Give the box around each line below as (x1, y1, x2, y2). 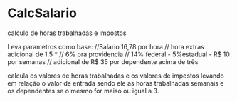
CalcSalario (7, 5, 77, 21)
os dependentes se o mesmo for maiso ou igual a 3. (7, 86, 159, 95)
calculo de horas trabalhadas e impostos (7, 29, 127, 37)
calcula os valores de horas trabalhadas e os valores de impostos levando (7, 71, 224, 80)
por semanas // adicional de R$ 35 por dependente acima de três (7, 57, 199, 66)
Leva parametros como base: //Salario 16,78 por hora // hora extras (7, 42, 204, 51)
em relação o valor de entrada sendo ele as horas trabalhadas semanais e (7, 78, 224, 87)
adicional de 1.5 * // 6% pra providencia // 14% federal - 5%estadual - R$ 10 (7, 50, 230, 58)
